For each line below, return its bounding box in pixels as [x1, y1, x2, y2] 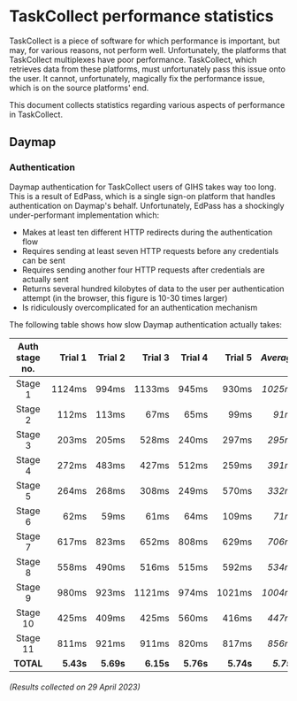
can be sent [21, 255, 66, 266]
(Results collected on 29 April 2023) [9, 682, 141, 692]
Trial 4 [180, 351, 209, 364]
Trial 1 [59, 351, 88, 364]
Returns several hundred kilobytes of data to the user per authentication [21, 283, 285, 294]
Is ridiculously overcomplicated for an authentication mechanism [21, 302, 258, 312]
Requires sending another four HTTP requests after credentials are [21, 264, 265, 275]
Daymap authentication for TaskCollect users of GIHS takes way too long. [9, 181, 277, 192]
